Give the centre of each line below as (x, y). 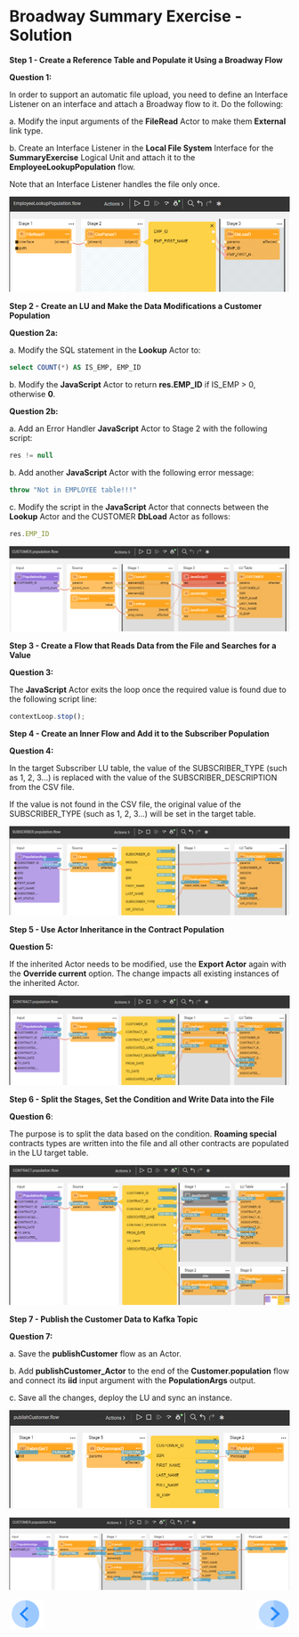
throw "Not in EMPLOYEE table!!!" (73, 490)
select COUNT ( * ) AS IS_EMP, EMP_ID (75, 368)
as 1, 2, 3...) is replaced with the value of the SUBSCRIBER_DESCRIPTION (143, 778)
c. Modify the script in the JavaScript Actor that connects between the (139, 507)
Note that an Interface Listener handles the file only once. (115, 183)
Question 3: (32, 672)
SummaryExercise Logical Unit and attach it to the (102, 157)
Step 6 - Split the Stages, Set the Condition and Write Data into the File (142, 1099)
